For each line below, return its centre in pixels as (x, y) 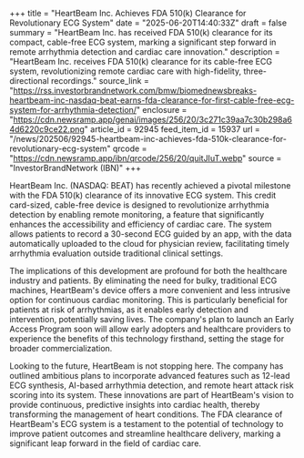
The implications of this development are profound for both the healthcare (148, 271)
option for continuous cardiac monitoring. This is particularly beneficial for (149, 300)
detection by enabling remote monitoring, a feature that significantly (137, 214)
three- (255, 71)
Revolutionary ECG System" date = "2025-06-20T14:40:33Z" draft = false (148, 23)
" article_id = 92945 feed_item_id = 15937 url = (172, 129)
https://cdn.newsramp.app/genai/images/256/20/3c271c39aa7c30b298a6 (153, 119)
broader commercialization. (61, 348)
